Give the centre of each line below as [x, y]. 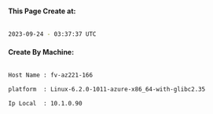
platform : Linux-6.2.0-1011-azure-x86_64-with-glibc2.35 [107, 90]
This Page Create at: [42, 11]
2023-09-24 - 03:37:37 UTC [52, 34]
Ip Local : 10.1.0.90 [45, 104]
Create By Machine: [41, 52]
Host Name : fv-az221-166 [50, 75]
